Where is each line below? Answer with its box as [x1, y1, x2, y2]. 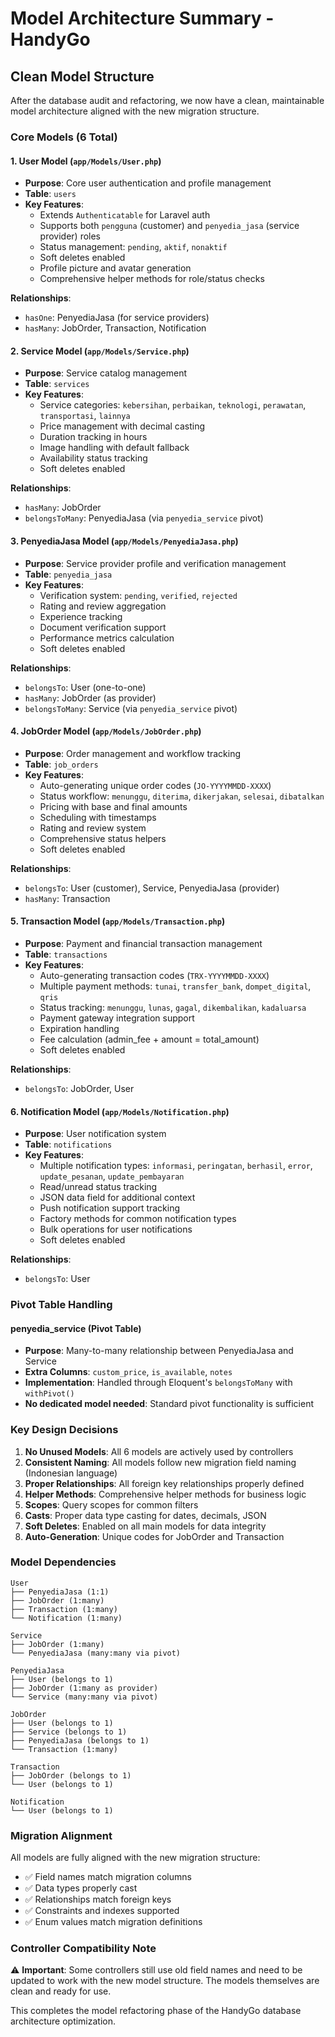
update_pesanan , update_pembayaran [39, 1170, 185, 1182]
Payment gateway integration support [39, 1012, 195, 1024]
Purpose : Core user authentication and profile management [24, 177, 272, 189]
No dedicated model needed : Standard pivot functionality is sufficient [24, 1398, 315, 1410]
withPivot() [24, 1389, 75, 1399]
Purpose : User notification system [24, 1128, 167, 1140]
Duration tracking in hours [39, 431, 148, 443]
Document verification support [39, 621, 167, 633]
